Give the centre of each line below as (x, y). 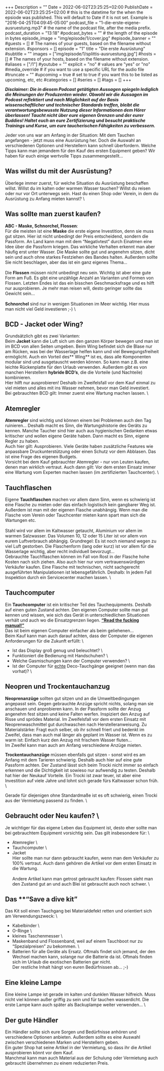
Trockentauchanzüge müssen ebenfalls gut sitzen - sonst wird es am (75, 755)
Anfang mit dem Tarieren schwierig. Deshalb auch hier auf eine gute (74, 759)
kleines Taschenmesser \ (37, 936)
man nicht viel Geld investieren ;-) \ (40, 309)
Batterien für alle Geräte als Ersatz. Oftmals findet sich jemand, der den (84, 952)
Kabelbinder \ (26, 926)
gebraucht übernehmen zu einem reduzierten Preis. (57, 1063)
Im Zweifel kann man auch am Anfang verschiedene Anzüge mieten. (74, 745)
